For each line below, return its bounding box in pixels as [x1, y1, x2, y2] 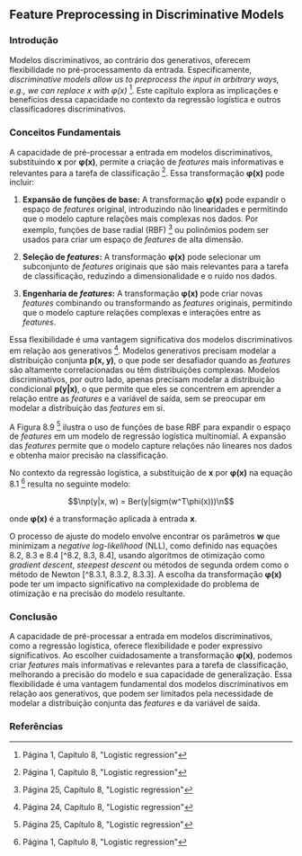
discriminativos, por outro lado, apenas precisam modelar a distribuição [9, 373, 275, 385]
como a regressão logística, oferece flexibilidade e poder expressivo [9, 640, 263, 651]
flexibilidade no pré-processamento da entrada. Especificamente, [9, 64, 253, 75]
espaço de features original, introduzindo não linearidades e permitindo [22, 204, 289, 215]
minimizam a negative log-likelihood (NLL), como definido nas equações [9, 539, 278, 551]
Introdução [9, 34, 58, 47]
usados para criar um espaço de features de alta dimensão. [22, 234, 244, 245]
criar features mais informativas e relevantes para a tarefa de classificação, [9, 660, 289, 671]
